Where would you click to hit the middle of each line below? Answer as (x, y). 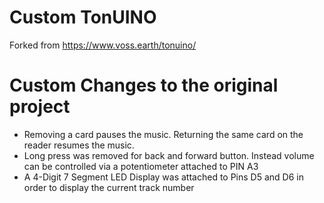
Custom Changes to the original (144, 85)
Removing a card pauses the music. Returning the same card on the (163, 134)
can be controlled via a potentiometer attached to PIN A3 (141, 166)
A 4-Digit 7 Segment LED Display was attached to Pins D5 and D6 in (163, 177)
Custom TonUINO (83, 17)
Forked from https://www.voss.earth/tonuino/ (103, 45)
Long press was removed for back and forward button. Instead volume (169, 155)
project (40, 107)
